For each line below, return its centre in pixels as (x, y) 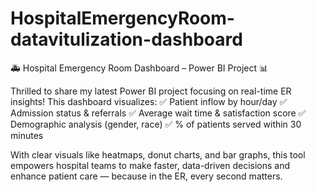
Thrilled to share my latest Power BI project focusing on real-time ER (151, 91)
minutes (27, 135)
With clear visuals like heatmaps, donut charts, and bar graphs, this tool (158, 154)
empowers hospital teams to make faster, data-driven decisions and (150, 165)
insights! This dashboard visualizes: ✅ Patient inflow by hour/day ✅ (149, 101)
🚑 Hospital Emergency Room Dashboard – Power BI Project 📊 (139, 68)
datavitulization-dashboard (126, 39)
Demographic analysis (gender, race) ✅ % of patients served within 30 (156, 124)
